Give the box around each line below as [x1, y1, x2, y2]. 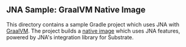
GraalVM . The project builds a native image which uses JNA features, [6, 27, 181, 34]
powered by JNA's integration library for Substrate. [6, 33, 134, 41]
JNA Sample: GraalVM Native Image [6, 5, 146, 15]
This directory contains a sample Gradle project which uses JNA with [6, 20, 179, 28]
